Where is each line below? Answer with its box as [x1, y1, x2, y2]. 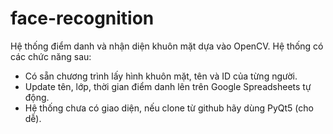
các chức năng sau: [10, 50, 92, 62]
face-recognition [10, 7, 155, 30]
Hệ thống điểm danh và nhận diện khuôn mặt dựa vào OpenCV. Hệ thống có [10, 40, 324, 52]
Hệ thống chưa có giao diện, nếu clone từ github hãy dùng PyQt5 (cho [24, 102, 314, 114]
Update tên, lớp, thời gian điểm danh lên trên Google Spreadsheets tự [24, 80, 312, 92]
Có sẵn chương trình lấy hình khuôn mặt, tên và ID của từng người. [24, 70, 298, 82]
